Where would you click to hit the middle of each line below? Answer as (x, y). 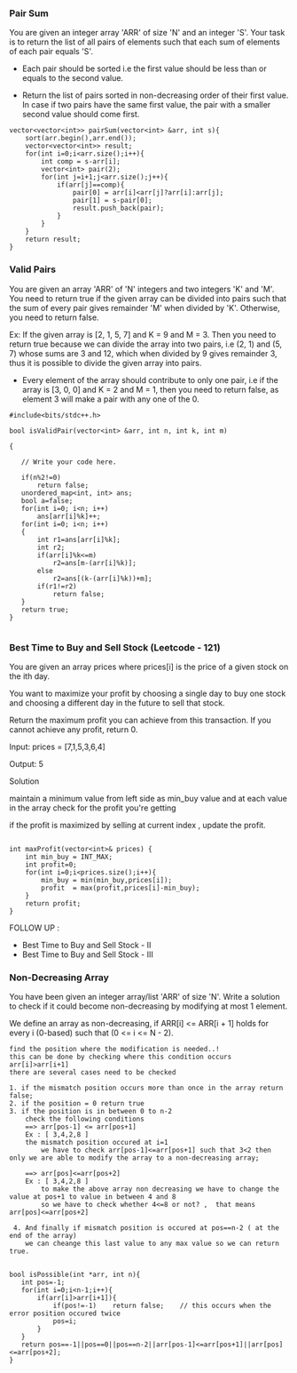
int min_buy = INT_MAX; (69, 857)
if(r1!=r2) (57, 586)
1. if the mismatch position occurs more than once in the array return (146, 1088)
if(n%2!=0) (41, 477)
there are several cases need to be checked (93, 1073)
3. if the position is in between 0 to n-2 (91, 1112)
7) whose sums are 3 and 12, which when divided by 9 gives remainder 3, (143, 353)
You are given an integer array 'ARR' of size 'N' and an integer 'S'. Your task (147, 33)
